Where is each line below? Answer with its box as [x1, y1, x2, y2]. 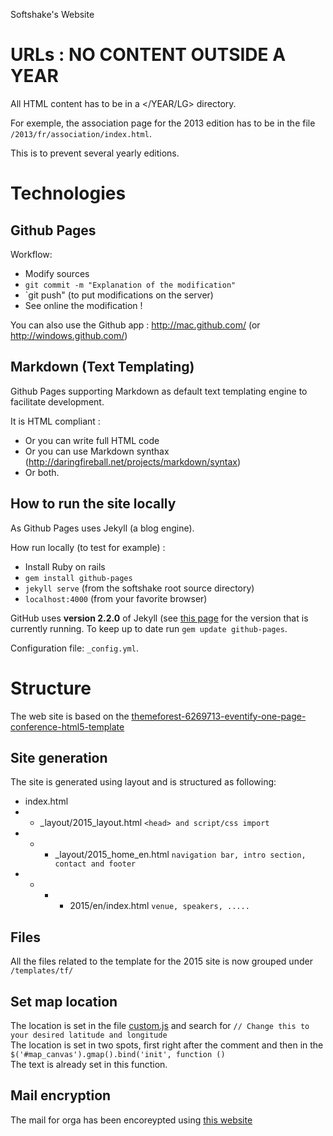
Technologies [10, 182, 127, 205]
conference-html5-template [10, 720, 125, 733]
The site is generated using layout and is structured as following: [10, 776, 277, 788]
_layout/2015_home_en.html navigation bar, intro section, [54, 849, 307, 861]
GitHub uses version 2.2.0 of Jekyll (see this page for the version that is [10, 612, 309, 624]
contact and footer [54, 859, 137, 869]
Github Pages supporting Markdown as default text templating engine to [10, 385, 308, 397]
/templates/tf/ [10, 966, 74, 976]
